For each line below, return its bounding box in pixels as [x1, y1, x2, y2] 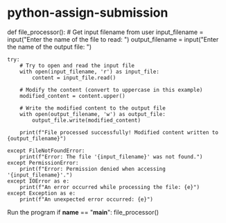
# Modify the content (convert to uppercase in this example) [19, 86, 203, 93]
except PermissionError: [7, 159, 79, 166]
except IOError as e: [7, 177, 70, 185]
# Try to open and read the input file [19, 62, 135, 69]
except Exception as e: [7, 190, 76, 197]
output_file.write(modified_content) [32, 117, 141, 124]
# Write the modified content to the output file [19, 104, 166, 112]
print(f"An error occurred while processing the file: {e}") [19, 183, 200, 190]
